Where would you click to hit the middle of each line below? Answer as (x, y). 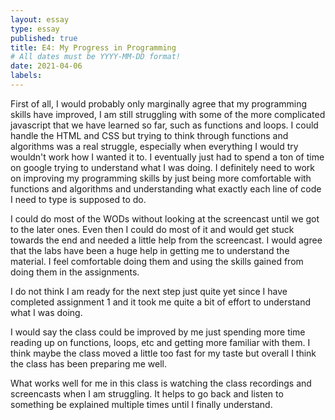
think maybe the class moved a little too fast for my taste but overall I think (163, 353)
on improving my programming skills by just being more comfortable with (161, 178)
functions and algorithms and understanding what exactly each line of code (166, 188)
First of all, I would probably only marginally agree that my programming (159, 103)
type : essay (35, 29)
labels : (26, 76)
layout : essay (40, 19)
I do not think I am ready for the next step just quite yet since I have (149, 291)
